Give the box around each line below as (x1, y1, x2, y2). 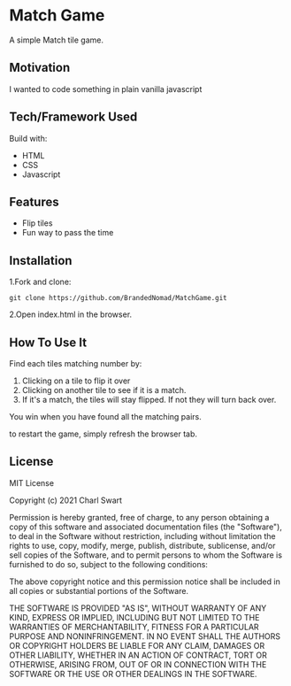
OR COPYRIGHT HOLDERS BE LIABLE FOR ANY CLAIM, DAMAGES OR (9, 640, 265, 651)
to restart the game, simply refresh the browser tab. (9, 428, 197, 439)
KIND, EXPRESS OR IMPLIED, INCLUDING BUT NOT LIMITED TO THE (9, 612, 260, 622)
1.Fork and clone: (9, 276, 72, 288)
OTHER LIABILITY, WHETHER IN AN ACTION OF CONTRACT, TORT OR (9, 650, 267, 660)
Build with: (9, 133, 48, 143)
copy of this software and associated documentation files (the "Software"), (9, 521, 283, 532)
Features (9, 194, 59, 209)
